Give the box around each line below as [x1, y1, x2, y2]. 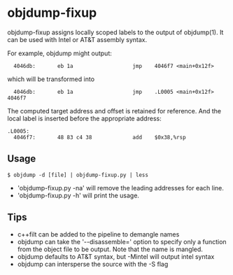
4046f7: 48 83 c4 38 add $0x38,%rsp [13, 134, 187, 141]
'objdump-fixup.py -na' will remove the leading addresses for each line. [17, 183, 224, 192]
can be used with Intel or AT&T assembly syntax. [7, 35, 148, 43]
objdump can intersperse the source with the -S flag [17, 260, 169, 268]
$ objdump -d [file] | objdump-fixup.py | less [7, 171, 149, 178]
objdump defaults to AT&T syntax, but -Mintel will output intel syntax [17, 252, 215, 260]
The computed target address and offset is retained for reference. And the [7, 106, 222, 115]
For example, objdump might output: [7, 49, 112, 57]
